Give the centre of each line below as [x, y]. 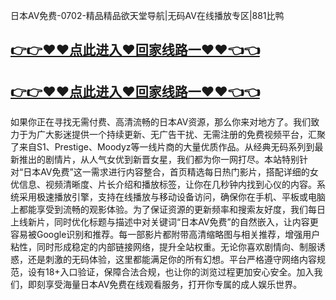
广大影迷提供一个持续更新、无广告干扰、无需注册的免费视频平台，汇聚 [181, 135]
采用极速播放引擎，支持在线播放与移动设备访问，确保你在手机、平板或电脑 [172, 197]
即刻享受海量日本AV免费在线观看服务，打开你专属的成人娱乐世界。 [165, 285]
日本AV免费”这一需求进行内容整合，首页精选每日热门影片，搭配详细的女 [171, 172]
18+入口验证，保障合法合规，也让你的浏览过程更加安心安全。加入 [179, 272]
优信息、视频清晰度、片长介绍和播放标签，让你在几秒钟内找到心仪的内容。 [163, 185]
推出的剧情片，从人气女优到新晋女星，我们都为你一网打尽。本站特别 [159, 160]
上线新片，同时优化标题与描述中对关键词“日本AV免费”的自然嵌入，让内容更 [164, 222]
